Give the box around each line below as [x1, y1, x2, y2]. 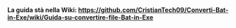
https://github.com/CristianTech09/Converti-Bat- [77, 6, 229, 14]
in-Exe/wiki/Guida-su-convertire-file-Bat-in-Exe [7, 13, 154, 21]
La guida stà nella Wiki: [7, 6, 77, 14]
